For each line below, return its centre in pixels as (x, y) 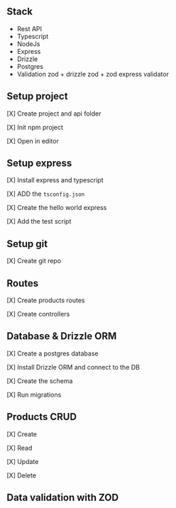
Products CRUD (42, 417)
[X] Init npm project (35, 127)
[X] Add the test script (39, 221)
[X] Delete (22, 475)
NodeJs (28, 44)
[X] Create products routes (46, 300)
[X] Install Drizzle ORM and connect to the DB (73, 367)
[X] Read (20, 448)
